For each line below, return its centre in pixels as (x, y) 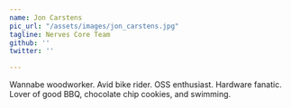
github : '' (30, 43)
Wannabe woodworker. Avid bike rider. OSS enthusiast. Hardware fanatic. (145, 85)
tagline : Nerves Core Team (60, 34)
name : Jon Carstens (46, 18)
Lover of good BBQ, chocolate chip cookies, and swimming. (120, 94)
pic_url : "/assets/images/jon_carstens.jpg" (94, 26)
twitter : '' (32, 51)
